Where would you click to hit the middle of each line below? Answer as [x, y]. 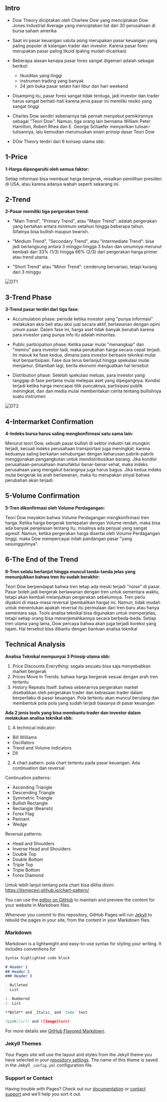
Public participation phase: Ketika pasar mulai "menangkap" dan [78, 345]
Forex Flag [23, 814]
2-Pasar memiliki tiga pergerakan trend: [47, 211]
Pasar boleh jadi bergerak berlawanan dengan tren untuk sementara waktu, [82, 592]
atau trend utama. [30, 257]
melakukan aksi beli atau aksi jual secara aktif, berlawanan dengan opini [86, 324]
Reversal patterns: [24, 834]
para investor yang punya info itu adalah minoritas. [64, 335]
